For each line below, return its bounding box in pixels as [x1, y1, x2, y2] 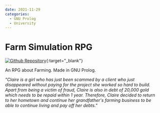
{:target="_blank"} [46, 58, 83, 64]
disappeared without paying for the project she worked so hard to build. [5, 82, 151, 88]
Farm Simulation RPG [5, 42, 93, 53]
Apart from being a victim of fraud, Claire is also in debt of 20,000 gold [5, 87, 149, 93]
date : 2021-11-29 [5, 7, 41, 12]
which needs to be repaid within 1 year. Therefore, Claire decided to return [5, 92, 155, 98]
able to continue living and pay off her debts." [5, 103, 98, 109]
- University [9, 20, 36, 26]
